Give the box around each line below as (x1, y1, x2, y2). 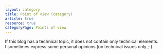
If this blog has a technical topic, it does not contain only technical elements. (5, 38, 159, 44)
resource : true (5, 20, 36, 26)
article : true (5, 16, 34, 21)
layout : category (5, 7, 40, 12)
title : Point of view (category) (5, 12, 73, 17)
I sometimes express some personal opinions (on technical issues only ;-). (5, 44, 154, 50)
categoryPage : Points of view (5, 25, 67, 30)
